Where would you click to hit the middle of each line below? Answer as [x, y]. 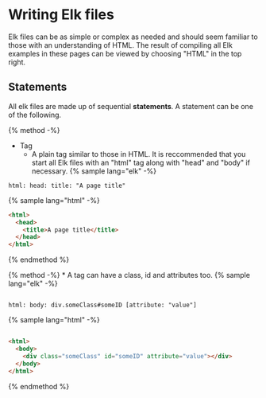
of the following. [35, 115]
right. [17, 62]
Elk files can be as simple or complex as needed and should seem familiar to [133, 37]
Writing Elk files [62, 15]
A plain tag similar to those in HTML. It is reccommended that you [139, 154]
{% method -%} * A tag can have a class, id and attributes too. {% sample [129, 275]
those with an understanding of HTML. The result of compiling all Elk [120, 45]
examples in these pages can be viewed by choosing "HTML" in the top [125, 53]
